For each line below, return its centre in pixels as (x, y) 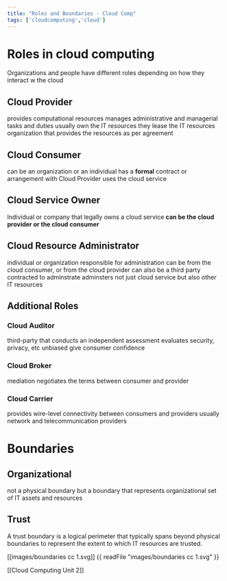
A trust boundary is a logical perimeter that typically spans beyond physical (114, 536)
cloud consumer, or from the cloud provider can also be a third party (104, 270)
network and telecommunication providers (67, 421)
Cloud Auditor (31, 326)
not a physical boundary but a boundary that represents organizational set (112, 490)
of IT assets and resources (45, 498)
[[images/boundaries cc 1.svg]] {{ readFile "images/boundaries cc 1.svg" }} (113, 557)
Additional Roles (43, 306)
